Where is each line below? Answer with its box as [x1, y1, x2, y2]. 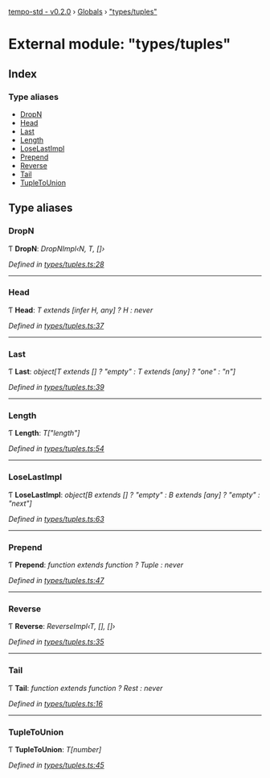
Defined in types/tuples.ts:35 [8, 637, 104, 647]
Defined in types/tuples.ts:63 [8, 514, 104, 523]
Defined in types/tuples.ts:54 [8, 444, 104, 453]
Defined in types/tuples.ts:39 [8, 383, 104, 392]
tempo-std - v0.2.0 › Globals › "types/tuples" [8, 7, 157, 16]
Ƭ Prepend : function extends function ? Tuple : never [8, 560, 183, 570]
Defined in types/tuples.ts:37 [8, 321, 104, 330]
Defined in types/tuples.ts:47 [8, 576, 104, 586]
